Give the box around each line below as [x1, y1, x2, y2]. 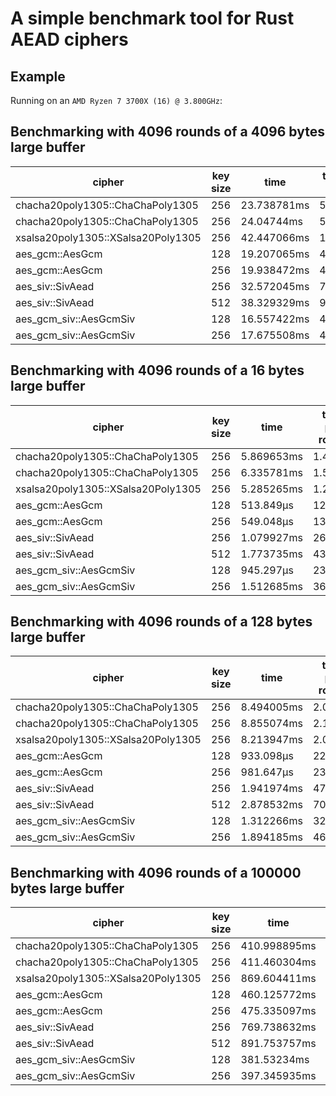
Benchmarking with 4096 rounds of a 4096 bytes [10, 123, 325, 141]
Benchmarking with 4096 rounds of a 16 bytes [10, 362, 305, 379]
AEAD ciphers [10, 28, 129, 51]
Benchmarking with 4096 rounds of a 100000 [10, 864, 302, 881]
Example [10, 68, 66, 85]
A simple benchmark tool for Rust [10, 7, 295, 30]
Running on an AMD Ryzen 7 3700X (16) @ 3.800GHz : [10, 95, 223, 106]
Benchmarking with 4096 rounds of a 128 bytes [10, 613, 313, 631]
